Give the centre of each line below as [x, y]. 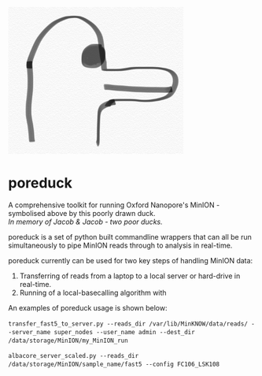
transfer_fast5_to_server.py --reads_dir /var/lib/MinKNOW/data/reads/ [128, 324]
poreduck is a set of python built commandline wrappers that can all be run [130, 236]
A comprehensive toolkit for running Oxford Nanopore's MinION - [114, 205]
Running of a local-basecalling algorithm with [93, 292]
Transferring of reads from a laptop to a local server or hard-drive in [130, 276]
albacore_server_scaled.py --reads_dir [74, 356]
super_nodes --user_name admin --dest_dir [124, 332]
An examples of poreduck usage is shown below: [88, 307]
